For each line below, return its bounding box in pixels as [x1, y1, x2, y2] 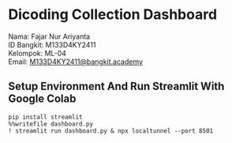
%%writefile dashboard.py [8, 120, 93, 128]
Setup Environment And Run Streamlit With [8, 80, 225, 93]
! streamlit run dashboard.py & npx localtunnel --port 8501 [8, 126, 214, 135]
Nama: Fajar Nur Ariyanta [8, 32, 91, 41]
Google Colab [8, 92, 77, 106]
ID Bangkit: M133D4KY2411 [8, 40, 96, 49]
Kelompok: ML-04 [8, 48, 67, 58]
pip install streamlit [8, 113, 83, 121]
